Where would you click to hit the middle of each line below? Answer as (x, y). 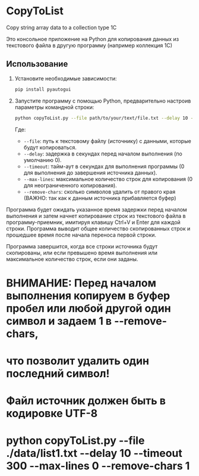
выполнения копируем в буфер (88, 295)
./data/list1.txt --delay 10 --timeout (94, 453)
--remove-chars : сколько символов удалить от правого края (99, 191)
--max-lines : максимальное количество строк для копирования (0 (108, 179)
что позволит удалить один (78, 361)
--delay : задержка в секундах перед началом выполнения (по (103, 154)
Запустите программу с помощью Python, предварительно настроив (103, 101)
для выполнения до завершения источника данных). (90, 172)
